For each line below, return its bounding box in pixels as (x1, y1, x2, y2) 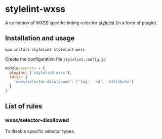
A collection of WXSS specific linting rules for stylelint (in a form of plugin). (5, 20, 158, 26)
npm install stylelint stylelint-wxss (5, 47, 85, 52)
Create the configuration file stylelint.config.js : (5, 56, 107, 62)
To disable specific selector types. (5, 128, 75, 134)
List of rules (5, 102, 42, 110)
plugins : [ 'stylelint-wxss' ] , (9, 70, 72, 75)
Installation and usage (5, 34, 75, 42)
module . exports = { (5, 66, 45, 70)
